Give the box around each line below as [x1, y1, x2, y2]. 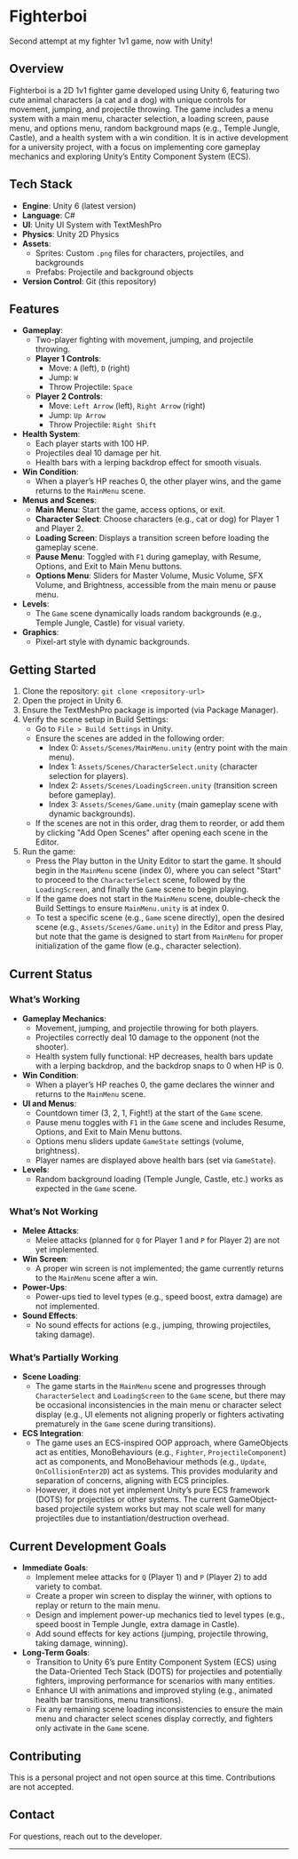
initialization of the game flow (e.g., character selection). [35, 941, 242, 951]
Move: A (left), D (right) [48, 362, 130, 374]
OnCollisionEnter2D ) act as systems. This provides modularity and [35, 1466, 278, 1476]
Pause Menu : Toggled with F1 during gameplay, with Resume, [35, 552, 262, 562]
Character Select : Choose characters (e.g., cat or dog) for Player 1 [35, 513, 279, 525]
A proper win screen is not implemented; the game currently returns [35, 1263, 284, 1274]
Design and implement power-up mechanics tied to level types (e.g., [35, 1609, 286, 1620]
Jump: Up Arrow [48, 410, 106, 421]
